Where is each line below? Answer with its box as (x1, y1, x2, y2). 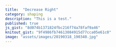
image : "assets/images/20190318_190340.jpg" (5, 35, 98, 40)
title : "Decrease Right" (5, 7, 58, 12)
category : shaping (5, 12, 43, 17)
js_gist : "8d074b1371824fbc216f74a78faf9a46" (5, 25, 100, 30)
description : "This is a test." (5, 16, 72, 21)
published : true (5, 21, 39, 26)
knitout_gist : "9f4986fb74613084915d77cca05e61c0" (5, 30, 112, 35)
